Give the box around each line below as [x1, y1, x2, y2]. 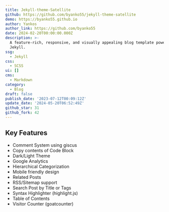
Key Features [5, 129, 48, 137]
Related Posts [12, 174, 41, 180]
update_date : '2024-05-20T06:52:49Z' [5, 101, 84, 106]
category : [5, 82, 26, 87]
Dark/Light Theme [12, 153, 50, 159]
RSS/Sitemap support [12, 179, 57, 185]
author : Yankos [5, 21, 37, 27]
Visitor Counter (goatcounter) [12, 200, 74, 206]
